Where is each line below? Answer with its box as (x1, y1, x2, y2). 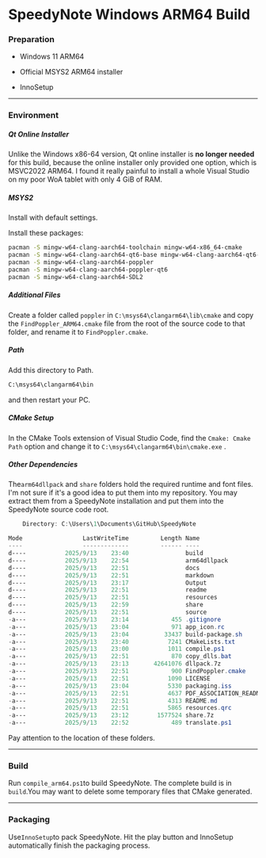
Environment (8, 109, 59, 121)
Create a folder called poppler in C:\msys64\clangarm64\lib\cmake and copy (8, 310, 254, 320)
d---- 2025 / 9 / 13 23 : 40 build (8, 550, 203, 557)
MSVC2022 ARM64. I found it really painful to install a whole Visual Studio (8, 167, 250, 176)
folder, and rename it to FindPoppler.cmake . (8, 327, 149, 336)
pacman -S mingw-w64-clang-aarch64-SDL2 (8, 273, 144, 281)
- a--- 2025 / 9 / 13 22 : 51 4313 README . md (8, 696, 218, 705)
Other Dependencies (8, 460, 78, 469)
